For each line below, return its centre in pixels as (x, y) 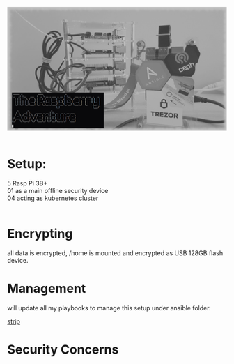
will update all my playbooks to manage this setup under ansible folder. (109, 308)
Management (47, 288)
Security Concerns (63, 349)
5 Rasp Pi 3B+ (28, 183)
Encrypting (40, 233)
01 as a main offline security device (58, 190)
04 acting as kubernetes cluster (53, 198)
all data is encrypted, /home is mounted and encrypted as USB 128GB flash (115, 253)
